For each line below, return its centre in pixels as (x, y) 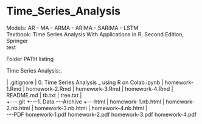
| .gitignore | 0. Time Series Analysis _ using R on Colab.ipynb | (85, 82)
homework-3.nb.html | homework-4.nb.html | (91, 108)
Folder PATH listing (30, 59)
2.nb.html (18, 108)
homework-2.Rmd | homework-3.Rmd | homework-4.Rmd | (100, 88)
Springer (17, 41)
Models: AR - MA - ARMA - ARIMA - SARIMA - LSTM (72, 28)
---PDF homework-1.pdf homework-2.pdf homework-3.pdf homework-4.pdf (102, 114)
